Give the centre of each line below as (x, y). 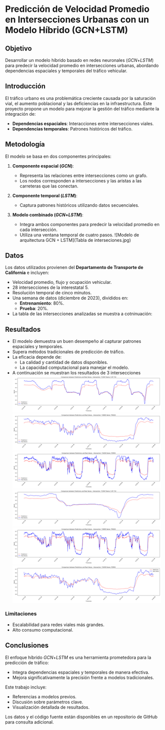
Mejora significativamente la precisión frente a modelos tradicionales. (83, 677)
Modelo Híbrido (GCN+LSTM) (67, 30)
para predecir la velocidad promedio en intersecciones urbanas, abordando (82, 66)
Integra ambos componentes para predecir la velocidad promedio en (89, 224)
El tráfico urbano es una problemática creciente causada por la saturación (81, 98)
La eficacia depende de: (37, 357)
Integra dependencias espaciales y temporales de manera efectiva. (81, 672)
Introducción (25, 86)
